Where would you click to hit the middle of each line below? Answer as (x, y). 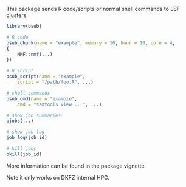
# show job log (26, 132)
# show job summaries (34, 115)
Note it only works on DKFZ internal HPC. (58, 177)
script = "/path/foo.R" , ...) (56, 82)
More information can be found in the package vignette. (76, 166)
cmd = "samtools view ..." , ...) (60, 104)
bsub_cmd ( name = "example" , (42, 99)
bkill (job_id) (24, 154)
